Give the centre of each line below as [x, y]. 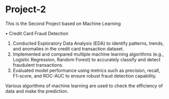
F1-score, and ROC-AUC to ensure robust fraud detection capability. [85, 76]
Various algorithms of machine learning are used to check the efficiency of [84, 86]
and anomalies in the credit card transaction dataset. [68, 48]
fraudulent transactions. [38, 65]
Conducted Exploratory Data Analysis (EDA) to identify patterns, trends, [88, 43]
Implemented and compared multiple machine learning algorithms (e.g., [88, 54]
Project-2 [26, 9]
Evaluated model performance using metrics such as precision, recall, [86, 70]
